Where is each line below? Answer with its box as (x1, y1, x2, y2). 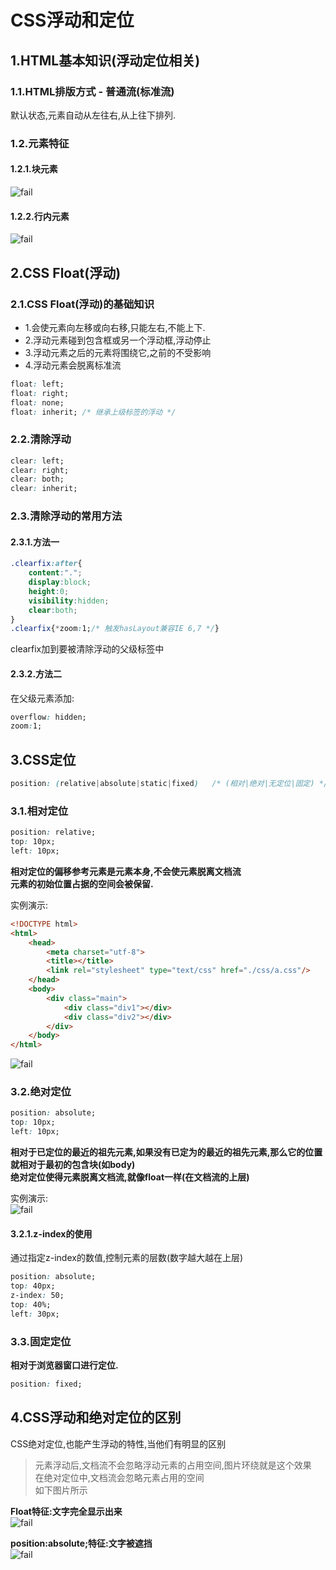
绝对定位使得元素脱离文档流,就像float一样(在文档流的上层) (10, 1171, 250, 1183)
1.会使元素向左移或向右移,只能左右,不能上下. (24, 321, 206, 333)
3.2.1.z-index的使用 (10, 1227, 93, 1240)
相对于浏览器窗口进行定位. (10, 1359, 119, 1371)
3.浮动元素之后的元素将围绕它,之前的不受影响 (24, 346, 212, 358)
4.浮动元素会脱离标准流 (24, 359, 122, 371)
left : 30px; (10, 1309, 60, 1319)
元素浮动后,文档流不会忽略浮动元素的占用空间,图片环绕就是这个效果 (34, 1459, 312, 1471)
